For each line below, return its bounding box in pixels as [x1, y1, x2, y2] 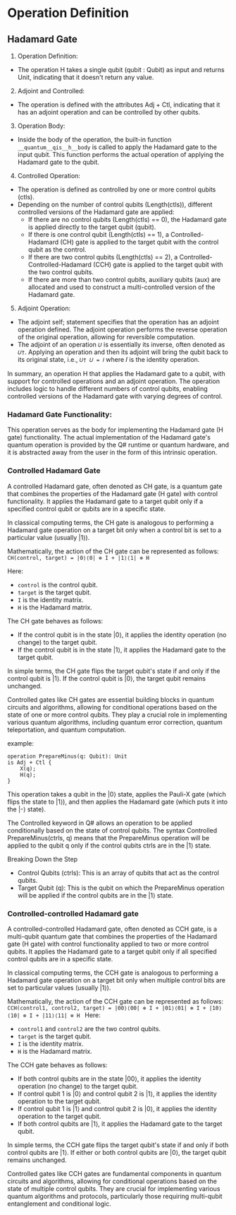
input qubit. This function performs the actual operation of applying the [17, 151, 224, 158]
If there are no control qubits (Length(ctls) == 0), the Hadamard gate [27, 216, 227, 223]
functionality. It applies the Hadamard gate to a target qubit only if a [7, 497, 204, 505]
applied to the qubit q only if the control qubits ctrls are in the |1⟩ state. [7, 841, 211, 850]
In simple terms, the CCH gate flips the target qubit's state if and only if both [7, 1140, 229, 1149]
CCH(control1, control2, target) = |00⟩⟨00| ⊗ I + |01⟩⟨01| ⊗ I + [7, 1004, 206, 1011]
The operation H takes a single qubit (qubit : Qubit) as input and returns [17, 66, 225, 74]
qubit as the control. [27, 245, 87, 254]
